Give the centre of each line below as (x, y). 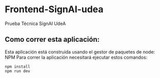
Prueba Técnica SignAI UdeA (35, 23)
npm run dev (17, 71)
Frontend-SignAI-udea (54, 9)
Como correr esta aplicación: (52, 40)
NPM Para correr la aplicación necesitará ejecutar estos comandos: (76, 57)
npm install (17, 67)
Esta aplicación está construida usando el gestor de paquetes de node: (80, 51)
